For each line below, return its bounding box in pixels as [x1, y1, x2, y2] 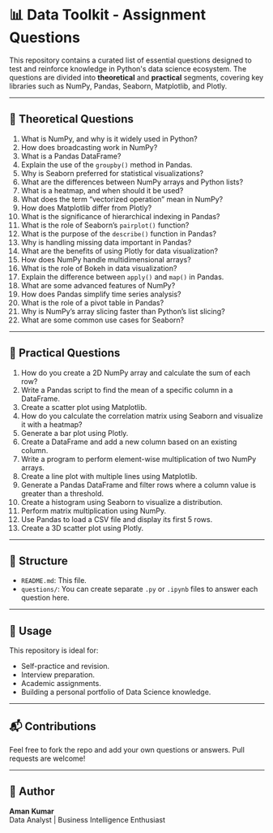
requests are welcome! [9, 753, 86, 763]
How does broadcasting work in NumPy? [20, 142, 158, 152]
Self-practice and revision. [20, 662, 110, 671]
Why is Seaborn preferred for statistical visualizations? [20, 168, 204, 178]
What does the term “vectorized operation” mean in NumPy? [20, 194, 224, 204]
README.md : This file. [20, 576, 87, 585]
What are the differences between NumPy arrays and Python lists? [20, 177, 244, 187]
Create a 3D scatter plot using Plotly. [20, 523, 144, 533]
